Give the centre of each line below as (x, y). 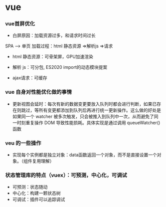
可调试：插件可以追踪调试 (39, 200)
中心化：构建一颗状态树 (36, 193)
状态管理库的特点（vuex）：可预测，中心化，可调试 (66, 175)
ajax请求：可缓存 (30, 78)
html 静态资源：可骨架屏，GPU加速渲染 (53, 57)
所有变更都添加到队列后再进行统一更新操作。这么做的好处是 (100, 110)
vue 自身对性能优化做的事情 (39, 92)
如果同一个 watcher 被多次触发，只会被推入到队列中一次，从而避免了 (83, 116)
